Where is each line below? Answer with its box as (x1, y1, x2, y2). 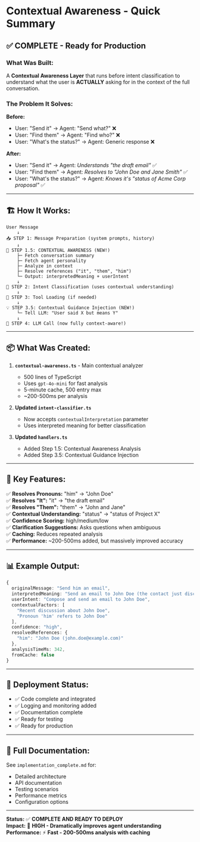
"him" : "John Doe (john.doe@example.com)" (17, 636, 124, 641)
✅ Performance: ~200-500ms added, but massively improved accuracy (6, 537, 183, 544)
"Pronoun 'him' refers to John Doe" (17, 613, 108, 619)
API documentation (14, 779, 62, 787)
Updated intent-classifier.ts (14, 404, 92, 411)
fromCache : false (11, 652, 55, 658)
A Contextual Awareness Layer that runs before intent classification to (6, 72, 180, 79)
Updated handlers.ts (14, 433, 68, 440)
